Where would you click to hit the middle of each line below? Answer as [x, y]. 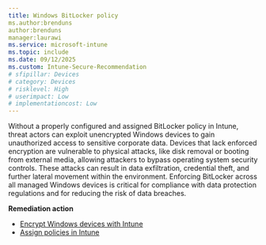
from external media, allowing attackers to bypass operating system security [133, 160]
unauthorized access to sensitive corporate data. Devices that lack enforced [133, 143]
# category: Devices [42, 81]
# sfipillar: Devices [44, 74]
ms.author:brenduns [40, 23]
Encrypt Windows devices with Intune [82, 224]
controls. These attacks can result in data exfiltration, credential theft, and [129, 168]
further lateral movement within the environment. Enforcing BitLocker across [133, 177]
